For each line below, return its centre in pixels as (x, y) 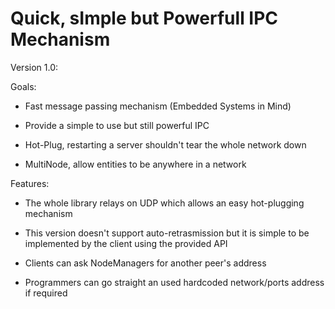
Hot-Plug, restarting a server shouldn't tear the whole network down (165, 144)
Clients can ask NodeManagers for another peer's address (145, 263)
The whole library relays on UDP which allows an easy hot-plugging (164, 203)
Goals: (23, 86)
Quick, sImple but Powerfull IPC (144, 18)
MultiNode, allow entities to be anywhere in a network (135, 164)
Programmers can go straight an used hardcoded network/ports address (174, 282)
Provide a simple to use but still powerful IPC (117, 125)
